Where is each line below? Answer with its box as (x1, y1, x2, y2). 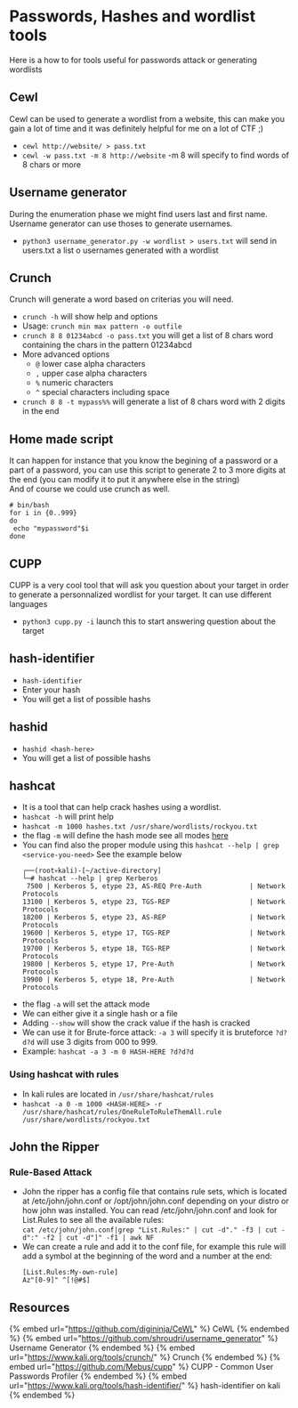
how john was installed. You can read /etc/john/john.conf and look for (21, 1205, 278, 1216)
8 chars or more (21, 158, 82, 170)
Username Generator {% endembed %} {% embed (9, 1342, 196, 1354)
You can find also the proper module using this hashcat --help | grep (21, 839, 280, 851)
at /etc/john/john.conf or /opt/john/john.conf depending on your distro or (21, 1195, 289, 1207)
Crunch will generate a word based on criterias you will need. (9, 294, 234, 304)
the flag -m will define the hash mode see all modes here (21, 830, 229, 841)
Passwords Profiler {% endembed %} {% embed (9, 1371, 188, 1381)
